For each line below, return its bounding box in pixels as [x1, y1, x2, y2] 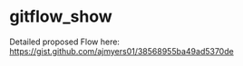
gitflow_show [9, 6, 112, 27]
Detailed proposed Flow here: [9, 36, 121, 47]
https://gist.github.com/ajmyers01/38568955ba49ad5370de [9, 45, 234, 56]
